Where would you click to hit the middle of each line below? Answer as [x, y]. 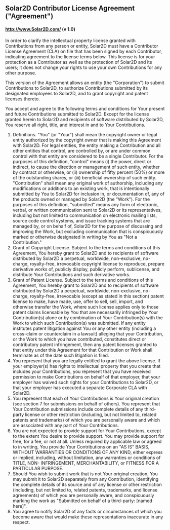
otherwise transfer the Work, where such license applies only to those [86, 307]
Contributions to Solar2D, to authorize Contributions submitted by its [77, 88]
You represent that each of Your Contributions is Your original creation [86, 398]
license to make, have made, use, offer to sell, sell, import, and [78, 301]
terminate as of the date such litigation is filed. [61, 355]
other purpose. [21, 72]
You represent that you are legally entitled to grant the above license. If [87, 361]
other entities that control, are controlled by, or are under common [81, 150]
